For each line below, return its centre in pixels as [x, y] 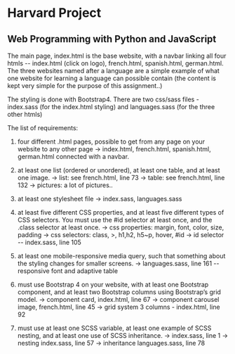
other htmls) [25, 114]
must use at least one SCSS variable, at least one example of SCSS [114, 328]
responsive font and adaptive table [67, 271]
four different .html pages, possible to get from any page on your [111, 141]
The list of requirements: [43, 128]
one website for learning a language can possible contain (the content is [112, 78]
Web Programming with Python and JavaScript [112, 39]
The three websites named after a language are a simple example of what [113, 71]
